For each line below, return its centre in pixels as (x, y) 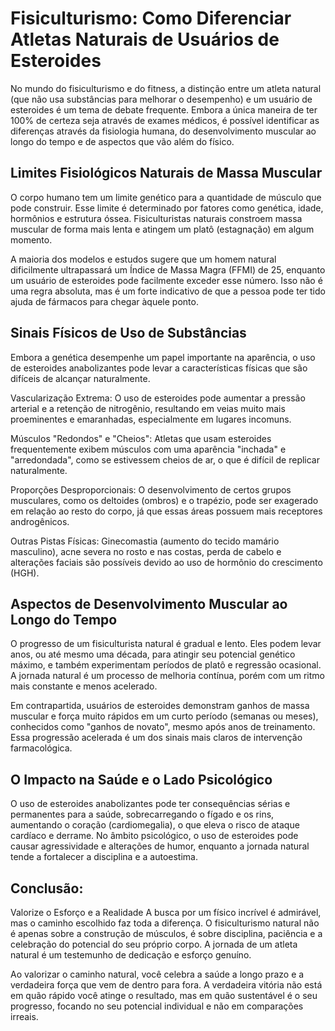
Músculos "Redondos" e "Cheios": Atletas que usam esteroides (141, 438)
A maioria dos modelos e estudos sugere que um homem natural (143, 259)
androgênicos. (40, 521)
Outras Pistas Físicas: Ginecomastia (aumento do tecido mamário (145, 541)
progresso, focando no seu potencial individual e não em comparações (157, 1006)
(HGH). (25, 573)
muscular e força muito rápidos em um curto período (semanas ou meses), (164, 716)
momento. (31, 239)
